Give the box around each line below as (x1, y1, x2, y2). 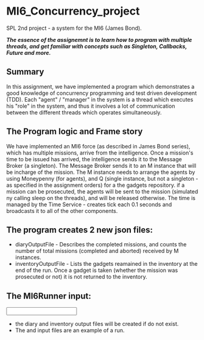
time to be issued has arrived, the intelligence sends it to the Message (6, 155, 182, 162)
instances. (15, 254, 41, 261)
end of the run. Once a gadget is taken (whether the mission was (15, 266, 178, 274)
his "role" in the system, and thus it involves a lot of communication (6, 102, 175, 109)
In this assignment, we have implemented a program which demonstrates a (6, 83, 195, 90)
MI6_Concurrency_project (6, 4, 140, 18)
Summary (6, 67, 44, 77)
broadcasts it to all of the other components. (6, 207, 118, 214)
